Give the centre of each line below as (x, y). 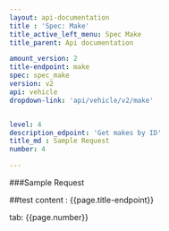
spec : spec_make (39, 76)
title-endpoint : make (50, 67)
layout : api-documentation (59, 17)
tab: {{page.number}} (49, 217)
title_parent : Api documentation (72, 43)
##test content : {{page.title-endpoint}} (82, 200)
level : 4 (25, 124)
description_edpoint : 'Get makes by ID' (86, 133)
